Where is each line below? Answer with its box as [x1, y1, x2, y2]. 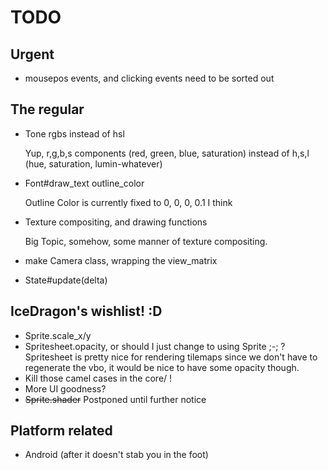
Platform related [10, 422, 113, 440]
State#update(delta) [24, 274, 108, 286]
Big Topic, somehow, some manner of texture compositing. [24, 235, 268, 247]
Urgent [10, 46, 55, 63]
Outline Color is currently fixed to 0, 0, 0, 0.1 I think [24, 196, 233, 208]
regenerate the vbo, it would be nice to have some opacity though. [24, 361, 300, 373]
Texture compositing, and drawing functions [24, 216, 208, 228]
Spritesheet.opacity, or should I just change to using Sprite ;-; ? [24, 340, 286, 352]
